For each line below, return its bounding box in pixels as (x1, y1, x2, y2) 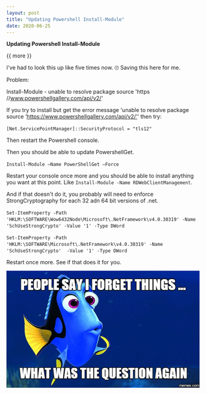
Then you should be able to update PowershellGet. (6, 149, 134, 156)
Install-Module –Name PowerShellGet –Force (6, 162, 120, 168)
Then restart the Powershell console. (6, 136, 99, 144)
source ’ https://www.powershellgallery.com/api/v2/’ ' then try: (6, 113, 162, 121)
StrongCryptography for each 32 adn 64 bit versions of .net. (6, 197, 159, 204)
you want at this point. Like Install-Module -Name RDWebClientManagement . (6, 179, 193, 186)
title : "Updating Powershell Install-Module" (6, 16, 124, 23)
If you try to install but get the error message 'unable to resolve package (6, 106, 189, 114)
